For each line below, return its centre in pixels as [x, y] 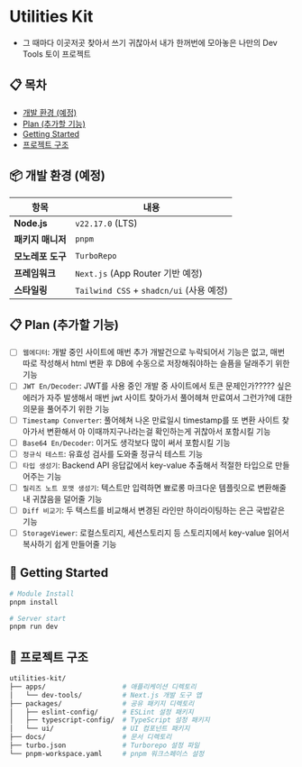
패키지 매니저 [40, 239]
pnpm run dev [34, 627]
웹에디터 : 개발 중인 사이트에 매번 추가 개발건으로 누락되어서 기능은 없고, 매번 [154, 352]
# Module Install [42, 594]
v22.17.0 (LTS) [106, 223]
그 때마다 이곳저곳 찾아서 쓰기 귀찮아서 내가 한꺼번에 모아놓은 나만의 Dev [150, 42]
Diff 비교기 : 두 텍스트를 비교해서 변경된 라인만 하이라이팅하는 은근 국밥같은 [154, 510]
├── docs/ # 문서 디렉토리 [91, 737]
